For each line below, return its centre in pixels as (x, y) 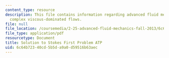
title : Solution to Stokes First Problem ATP (54, 43)
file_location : (21, 29)
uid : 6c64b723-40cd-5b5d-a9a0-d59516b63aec (52, 47)
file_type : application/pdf (35, 33)
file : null (17, 24)
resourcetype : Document (30, 38)
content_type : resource (30, 10)
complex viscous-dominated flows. (46, 19)
